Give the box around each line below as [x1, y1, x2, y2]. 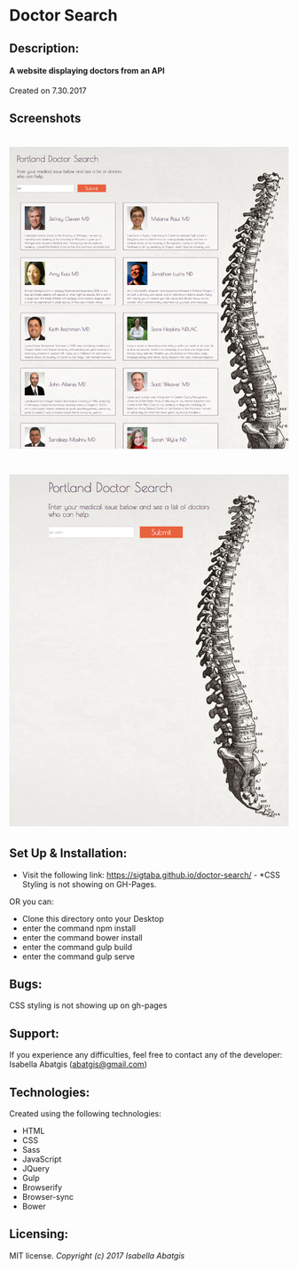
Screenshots [9, 111, 82, 126]
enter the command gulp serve [21, 951, 136, 962]
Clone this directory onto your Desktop [21, 913, 164, 924]
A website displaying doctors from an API [9, 66, 166, 76]
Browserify [21, 1182, 62, 1193]
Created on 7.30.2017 [9, 85, 87, 96]
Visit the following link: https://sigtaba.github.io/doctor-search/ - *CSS [21, 869, 281, 880]
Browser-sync [21, 1192, 74, 1203]
